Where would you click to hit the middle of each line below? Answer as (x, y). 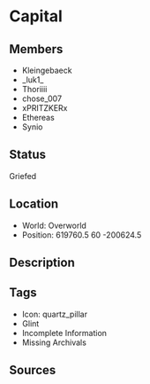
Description (42, 263)
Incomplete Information (64, 333)
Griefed (23, 176)
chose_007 (42, 98)
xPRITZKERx (45, 108)
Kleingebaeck (47, 70)
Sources (33, 370)
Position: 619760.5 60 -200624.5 (82, 235)
